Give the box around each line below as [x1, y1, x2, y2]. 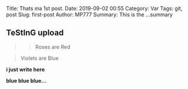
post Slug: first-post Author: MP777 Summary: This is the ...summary [6, 11, 173, 18]
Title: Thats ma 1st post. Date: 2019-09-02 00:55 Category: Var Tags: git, [6, 5, 183, 12]
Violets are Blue [20, 55, 59, 62]
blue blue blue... [6, 77, 47, 84]
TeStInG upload [6, 28, 64, 38]
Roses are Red [35, 43, 70, 50]
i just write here [6, 66, 45, 73]
